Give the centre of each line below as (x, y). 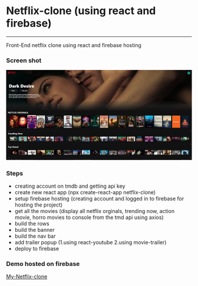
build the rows (32, 224)
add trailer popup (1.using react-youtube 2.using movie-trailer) (90, 242)
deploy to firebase (37, 249)
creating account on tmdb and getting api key (70, 186)
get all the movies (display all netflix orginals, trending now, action (95, 211)
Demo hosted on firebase (43, 264)
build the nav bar (35, 236)
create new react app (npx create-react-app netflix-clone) (85, 192)
